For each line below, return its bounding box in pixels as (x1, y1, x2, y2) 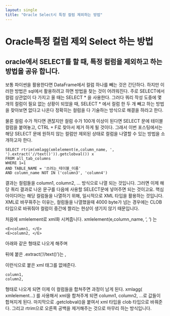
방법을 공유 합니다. (5, 67, 60, 76)
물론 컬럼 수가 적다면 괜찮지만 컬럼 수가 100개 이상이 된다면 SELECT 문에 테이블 (5, 118, 163, 124)
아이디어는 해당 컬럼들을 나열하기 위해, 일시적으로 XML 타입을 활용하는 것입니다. (5, 192, 164, 198)
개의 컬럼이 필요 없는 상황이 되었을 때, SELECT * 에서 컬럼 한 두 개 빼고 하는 (5, 100, 155, 107)
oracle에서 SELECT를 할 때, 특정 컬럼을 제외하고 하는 (5, 58, 162, 66)
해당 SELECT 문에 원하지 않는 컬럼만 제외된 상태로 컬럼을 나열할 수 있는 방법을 (5, 130, 160, 136)
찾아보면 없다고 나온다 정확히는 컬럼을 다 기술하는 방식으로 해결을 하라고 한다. (10, 107, 164, 113)
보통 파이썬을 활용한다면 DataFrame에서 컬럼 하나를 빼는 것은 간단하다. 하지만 (5, 81, 159, 88)
